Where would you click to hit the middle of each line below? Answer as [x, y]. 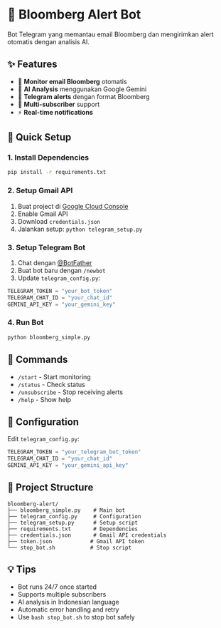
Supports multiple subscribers [62, 594]
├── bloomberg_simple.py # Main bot [66, 510]
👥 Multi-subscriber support [59, 104]
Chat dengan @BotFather [55, 262]
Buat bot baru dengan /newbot [61, 270]
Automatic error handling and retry [68, 609]
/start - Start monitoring [54, 376]
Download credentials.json [59, 221]
